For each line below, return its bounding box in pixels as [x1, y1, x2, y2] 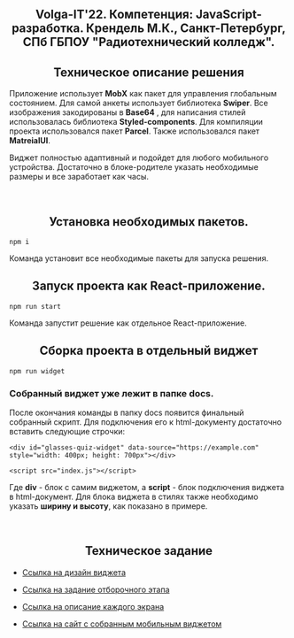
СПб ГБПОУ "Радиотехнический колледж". [22, 35, 275, 50]
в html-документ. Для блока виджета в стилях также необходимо [9, 491, 259, 502]
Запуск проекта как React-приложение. [32, 279, 266, 294]
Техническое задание [84, 543, 213, 558]
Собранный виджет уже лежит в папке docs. [9, 387, 214, 399]
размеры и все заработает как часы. [9, 172, 149, 182]
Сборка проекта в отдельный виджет [39, 343, 259, 358]
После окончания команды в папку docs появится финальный [9, 407, 244, 418]
